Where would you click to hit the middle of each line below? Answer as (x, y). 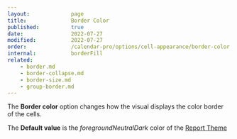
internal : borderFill (55, 54)
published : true (45, 27)
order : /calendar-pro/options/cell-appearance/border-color (119, 47)
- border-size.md (46, 80)
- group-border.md (47, 87)
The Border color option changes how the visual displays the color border (116, 106)
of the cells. (24, 114)
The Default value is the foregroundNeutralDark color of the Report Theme (117, 128)
